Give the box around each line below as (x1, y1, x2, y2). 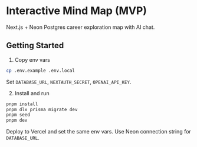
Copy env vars (14, 56, 50, 63)
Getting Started (6, 41, 64, 51)
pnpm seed (6, 112, 31, 118)
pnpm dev (6, 118, 28, 123)
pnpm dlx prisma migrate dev (6, 106, 78, 112)
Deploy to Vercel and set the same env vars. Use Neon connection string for (6, 128, 192, 135)
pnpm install (6, 101, 38, 107)
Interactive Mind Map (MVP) (6, 4, 147, 18)
